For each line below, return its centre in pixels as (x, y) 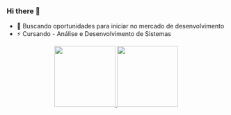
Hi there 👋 (24, 11)
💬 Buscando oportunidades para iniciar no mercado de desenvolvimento (120, 26)
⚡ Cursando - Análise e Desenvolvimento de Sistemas (94, 34)
